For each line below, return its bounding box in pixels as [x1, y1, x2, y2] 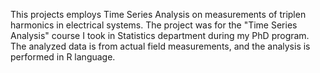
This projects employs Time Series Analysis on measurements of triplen [10, 9, 307, 20]
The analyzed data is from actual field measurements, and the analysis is [10, 40, 311, 52]
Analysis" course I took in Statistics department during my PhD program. [10, 30, 310, 41]
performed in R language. [10, 51, 116, 63]
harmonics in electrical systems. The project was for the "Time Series [10, 19, 298, 31]
